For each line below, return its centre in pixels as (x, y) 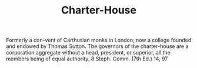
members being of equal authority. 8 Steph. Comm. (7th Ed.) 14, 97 (87, 59)
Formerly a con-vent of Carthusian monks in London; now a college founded (99, 40)
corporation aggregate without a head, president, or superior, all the (88, 53)
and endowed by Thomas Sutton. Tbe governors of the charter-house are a (97, 46)
